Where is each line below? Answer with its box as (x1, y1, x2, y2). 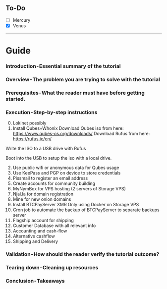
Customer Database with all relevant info (12, 223, 96, 229)
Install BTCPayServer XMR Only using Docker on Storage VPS (12, 202, 139, 208)
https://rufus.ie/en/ (12, 136, 52, 142)
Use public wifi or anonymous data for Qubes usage (12, 165, 119, 171)
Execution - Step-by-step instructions (5, 109, 98, 116)
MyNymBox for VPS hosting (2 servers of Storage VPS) (12, 186, 126, 192)
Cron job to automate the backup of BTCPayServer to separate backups (12, 207, 160, 213)
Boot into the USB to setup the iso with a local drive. (5, 155, 112, 161)
